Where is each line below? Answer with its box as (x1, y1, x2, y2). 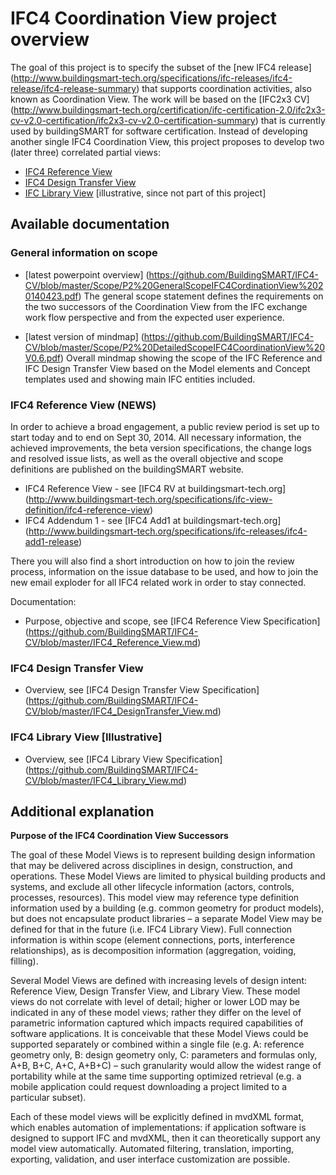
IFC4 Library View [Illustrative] (10, 730, 163, 744)
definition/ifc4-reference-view (24, 503, 150, 516)
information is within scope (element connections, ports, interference (10, 934, 296, 946)
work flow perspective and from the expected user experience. (24, 311, 285, 323)
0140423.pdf (24, 290, 79, 302)
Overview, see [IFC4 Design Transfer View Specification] (24, 684, 260, 696)
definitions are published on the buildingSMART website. (10, 463, 245, 475)
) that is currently (254, 114, 326, 126)
